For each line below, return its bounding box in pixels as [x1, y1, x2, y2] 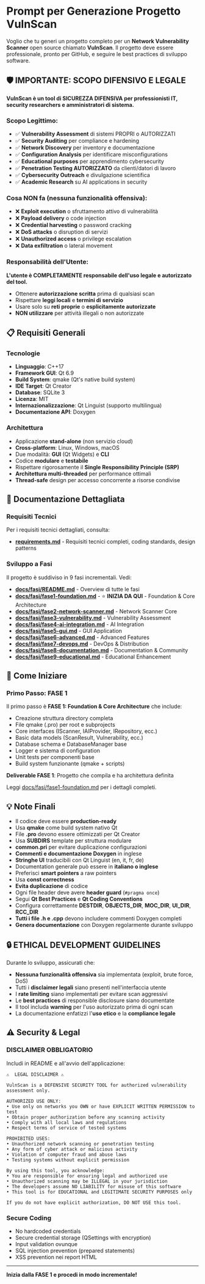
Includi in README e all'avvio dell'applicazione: [6, 1059, 125, 1067]
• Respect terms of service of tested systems [6, 1125, 127, 1131]
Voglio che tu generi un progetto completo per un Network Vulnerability [6, 37, 189, 45]
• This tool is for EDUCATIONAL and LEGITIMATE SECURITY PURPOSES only [6, 1189, 192, 1195]
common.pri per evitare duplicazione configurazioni [15, 843, 147, 851]
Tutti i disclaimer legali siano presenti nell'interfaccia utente [15, 984, 167, 991]
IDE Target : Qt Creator [15, 383, 72, 390]
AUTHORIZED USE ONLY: [6, 1098, 62, 1104]
